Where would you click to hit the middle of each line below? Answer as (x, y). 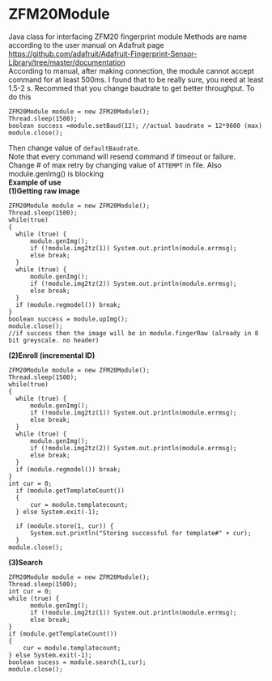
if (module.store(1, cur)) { (65, 526)
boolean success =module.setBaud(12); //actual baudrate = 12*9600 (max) (136, 126)
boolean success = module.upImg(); (68, 319)
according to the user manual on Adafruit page (86, 45)
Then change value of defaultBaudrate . (74, 147)
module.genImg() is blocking (56, 173)
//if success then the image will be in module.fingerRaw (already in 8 (134, 333)
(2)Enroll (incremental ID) (52, 355)
